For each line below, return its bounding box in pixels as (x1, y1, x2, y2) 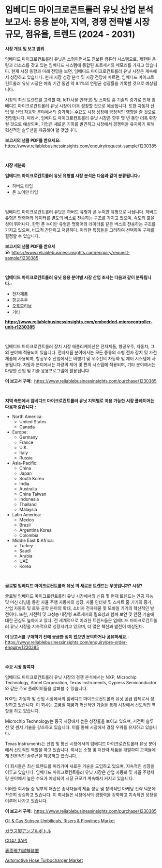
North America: (12, 414, 43, 419)
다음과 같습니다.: (5, 404, 36, 410)
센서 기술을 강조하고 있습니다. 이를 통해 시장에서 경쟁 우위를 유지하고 (15, 724, 144, 730)
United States (19, 418, 47, 424)
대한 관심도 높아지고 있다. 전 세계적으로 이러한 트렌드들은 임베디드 (5, 617, 129, 623)
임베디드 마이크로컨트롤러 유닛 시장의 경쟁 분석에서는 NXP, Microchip (5, 674, 137, 680)
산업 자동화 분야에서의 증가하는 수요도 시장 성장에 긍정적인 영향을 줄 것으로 (15, 109, 156, 115)
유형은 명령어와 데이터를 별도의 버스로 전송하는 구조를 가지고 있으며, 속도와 (5, 215, 146, 221)
